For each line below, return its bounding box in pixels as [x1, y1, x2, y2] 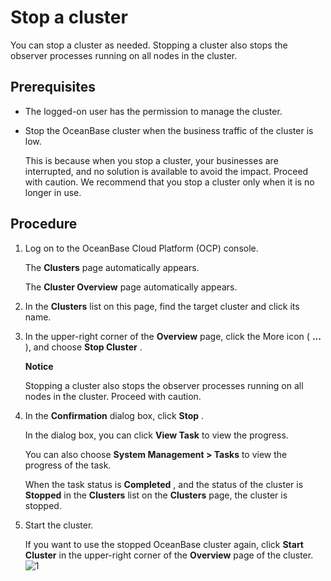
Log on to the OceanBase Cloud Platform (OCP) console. [24, 242, 259, 254]
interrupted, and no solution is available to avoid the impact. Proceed [24, 165, 309, 177]
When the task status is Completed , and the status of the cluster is [24, 478, 304, 490]
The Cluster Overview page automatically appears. [24, 281, 238, 293]
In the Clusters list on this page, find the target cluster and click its [24, 300, 300, 312]
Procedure [10, 216, 78, 233]
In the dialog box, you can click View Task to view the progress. [24, 429, 289, 441]
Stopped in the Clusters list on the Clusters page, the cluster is [24, 489, 288, 501]
